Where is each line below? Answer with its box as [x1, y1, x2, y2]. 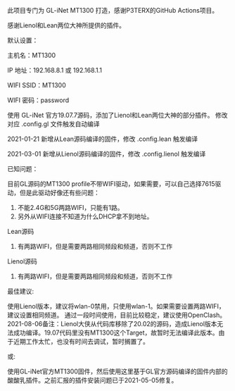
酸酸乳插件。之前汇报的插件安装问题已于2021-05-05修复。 [7, 376, 178, 384]
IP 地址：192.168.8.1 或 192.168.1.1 [7, 66, 103, 74]
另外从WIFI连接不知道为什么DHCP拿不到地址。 [17, 212, 153, 221]
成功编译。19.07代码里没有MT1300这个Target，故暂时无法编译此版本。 [13, 328, 220, 337]
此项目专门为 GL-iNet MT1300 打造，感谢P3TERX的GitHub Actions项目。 [7, 6, 219, 14]
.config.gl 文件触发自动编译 [20, 120, 100, 128]
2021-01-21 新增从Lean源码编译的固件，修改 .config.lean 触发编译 [7, 135, 198, 143]
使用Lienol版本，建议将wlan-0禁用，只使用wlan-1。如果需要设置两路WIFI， [7, 302, 225, 310]
